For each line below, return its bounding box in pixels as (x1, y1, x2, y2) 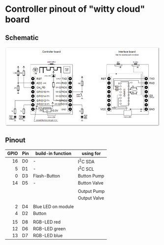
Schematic (5, 33, 39, 42)
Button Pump (78, 173, 105, 179)
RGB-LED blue (32, 233, 63, 239)
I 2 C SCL (78, 165, 94, 172)
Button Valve (78, 180, 104, 185)
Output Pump (78, 188, 105, 194)
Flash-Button (32, 173, 60, 179)
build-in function (35, 151, 72, 156)
